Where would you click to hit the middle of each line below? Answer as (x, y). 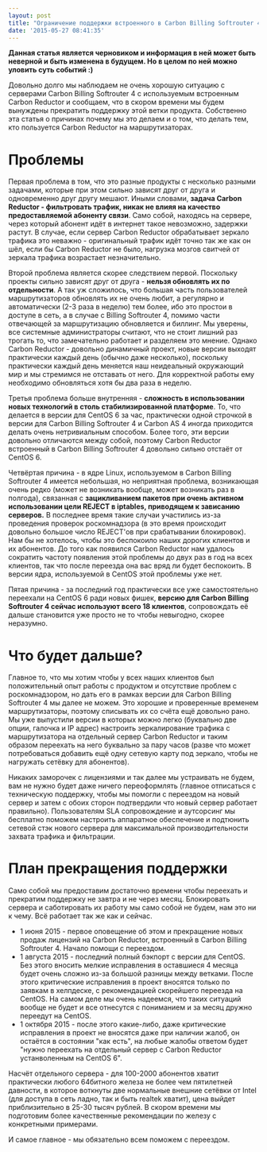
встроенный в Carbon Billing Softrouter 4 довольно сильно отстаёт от (125, 449)
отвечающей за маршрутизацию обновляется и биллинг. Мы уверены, (128, 324)
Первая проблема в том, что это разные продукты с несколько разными (132, 182)
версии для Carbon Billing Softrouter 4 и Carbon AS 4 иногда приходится (131, 424)
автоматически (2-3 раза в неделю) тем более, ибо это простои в (120, 307)
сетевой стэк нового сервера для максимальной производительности (128, 828)
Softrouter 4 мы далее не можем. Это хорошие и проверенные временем (133, 703)
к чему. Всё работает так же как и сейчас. (80, 916)
